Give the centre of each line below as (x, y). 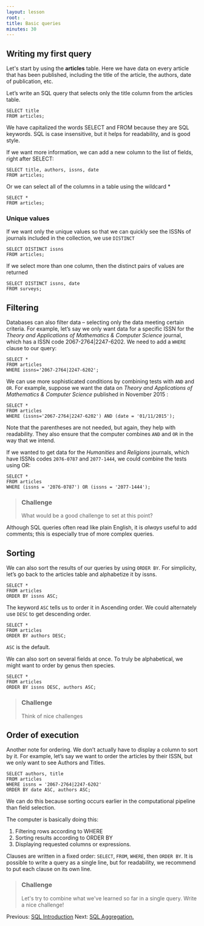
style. (13, 140)
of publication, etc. (30, 81)
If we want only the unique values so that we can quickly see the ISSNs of (99, 232)
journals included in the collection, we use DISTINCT (70, 238)
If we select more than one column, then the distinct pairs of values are (95, 266)
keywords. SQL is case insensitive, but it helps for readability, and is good (98, 134)
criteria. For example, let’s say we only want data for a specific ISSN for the (100, 329)
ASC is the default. (28, 647)
